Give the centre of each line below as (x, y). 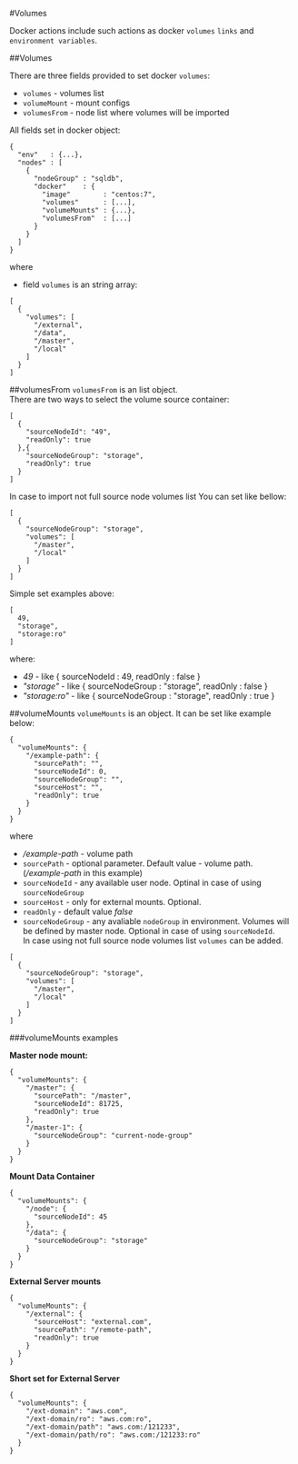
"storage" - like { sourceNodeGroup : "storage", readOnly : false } (145, 686)
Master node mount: (49, 1055)
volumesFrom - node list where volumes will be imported (126, 112)
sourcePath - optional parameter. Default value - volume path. (138, 863)
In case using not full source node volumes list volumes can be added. (153, 941)
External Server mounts (55, 1281)
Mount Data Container (52, 1176)
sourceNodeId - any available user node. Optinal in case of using (142, 882)
